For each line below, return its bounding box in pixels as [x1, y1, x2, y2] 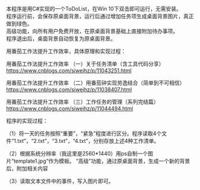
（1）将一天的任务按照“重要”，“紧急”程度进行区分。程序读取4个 [6, 130, 162, 137]
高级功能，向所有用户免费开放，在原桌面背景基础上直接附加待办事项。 [6, 27, 179, 35]
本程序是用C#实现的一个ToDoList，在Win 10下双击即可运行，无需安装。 [6, 5, 182, 12]
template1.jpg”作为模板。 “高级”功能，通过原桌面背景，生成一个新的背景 [14, 157, 190, 164]
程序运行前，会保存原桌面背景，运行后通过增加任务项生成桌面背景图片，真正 [6, 13, 194, 20]
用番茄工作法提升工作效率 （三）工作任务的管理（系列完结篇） [6, 98, 159, 105]
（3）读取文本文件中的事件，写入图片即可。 [6, 177, 114, 185]
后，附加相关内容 [6, 165, 48, 172]
